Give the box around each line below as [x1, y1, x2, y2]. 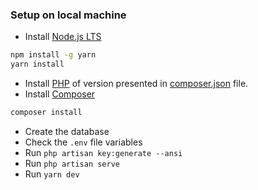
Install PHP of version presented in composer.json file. [24, 78, 249, 90]
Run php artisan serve [24, 157, 120, 169]
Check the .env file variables [24, 136, 143, 148]
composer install [10, 108, 83, 118]
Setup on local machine [10, 8, 127, 22]
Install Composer [24, 88, 96, 100]
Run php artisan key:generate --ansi [24, 146, 183, 158]
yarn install [10, 59, 65, 70]
